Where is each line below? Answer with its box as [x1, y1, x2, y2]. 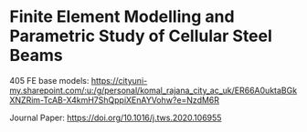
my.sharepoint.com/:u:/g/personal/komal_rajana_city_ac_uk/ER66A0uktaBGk [9, 85, 298, 96]
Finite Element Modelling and [9, 6, 235, 27]
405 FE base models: [9, 75, 90, 86]
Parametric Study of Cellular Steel [9, 25, 272, 46]
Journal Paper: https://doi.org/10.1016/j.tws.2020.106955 [9, 112, 222, 123]
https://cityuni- [90, 75, 148, 86]
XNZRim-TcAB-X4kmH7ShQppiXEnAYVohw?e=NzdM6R [9, 94, 220, 106]
